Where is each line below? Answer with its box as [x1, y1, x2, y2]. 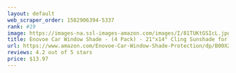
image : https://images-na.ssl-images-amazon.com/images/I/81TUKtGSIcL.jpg [7, 29, 231, 37]
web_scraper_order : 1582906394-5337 [7, 17, 114, 24]
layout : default [7, 10, 55, 17]
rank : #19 [7, 23, 37, 30]
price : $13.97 [7, 56, 49, 63]
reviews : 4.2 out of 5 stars [7, 49, 93, 56]
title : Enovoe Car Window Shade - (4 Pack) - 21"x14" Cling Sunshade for [7, 36, 228, 43]
